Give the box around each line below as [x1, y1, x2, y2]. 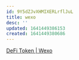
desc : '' [6, 20, 28, 26]
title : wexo [6, 14, 36, 20]
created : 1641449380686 [6, 31, 66, 37]
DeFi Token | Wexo [6, 47, 53, 54]
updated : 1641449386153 [6, 25, 66, 31]
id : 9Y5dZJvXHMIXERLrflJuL [6, 8, 74, 15]
